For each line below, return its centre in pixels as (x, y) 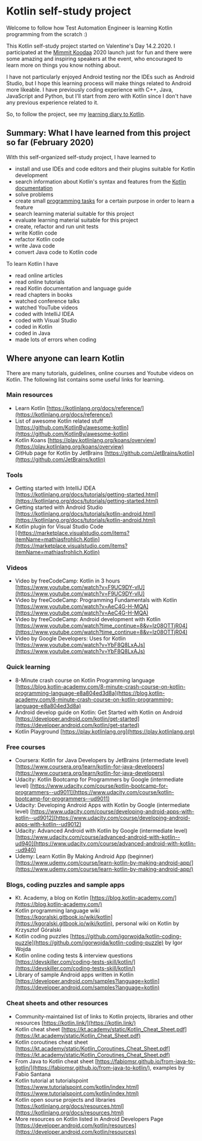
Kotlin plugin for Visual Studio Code (59, 526)
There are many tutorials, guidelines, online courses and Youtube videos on (100, 373)
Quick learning (28, 667)
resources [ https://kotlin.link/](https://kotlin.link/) (75, 1023)
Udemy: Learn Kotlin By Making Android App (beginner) (84, 856)
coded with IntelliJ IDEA (44, 314)
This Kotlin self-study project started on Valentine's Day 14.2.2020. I (91, 46)
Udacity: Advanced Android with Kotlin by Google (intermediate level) (101, 831)
